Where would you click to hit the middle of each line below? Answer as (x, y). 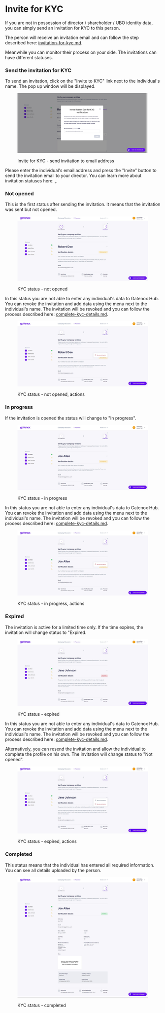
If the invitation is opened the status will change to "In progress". (71, 418)
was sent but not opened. (31, 210)
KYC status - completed (42, 1005)
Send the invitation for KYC (38, 70)
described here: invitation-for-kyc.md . (44, 42)
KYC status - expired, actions (47, 841)
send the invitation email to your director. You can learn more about (73, 175)
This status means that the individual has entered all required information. (80, 865)
